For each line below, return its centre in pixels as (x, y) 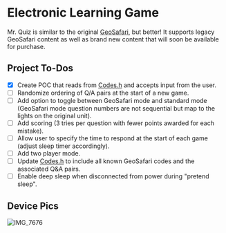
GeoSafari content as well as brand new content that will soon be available (113, 39)
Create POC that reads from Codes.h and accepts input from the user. (116, 85)
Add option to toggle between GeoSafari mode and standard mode (112, 100)
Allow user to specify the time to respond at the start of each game (113, 138)
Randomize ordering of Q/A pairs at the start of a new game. (103, 93)
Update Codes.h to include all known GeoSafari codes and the (106, 161)
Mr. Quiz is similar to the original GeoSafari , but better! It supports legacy (111, 32)
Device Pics (33, 206)
